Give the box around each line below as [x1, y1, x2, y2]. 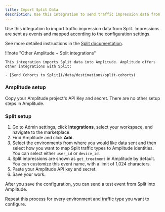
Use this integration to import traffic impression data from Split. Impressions [5, 25, 160, 31]
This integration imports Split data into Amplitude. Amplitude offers [5, 59, 156, 64]
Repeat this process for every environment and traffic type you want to [5, 196, 150, 202]
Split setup [5, 112, 32, 119]
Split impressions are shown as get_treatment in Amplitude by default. [12, 156, 156, 161]
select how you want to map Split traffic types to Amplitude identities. [12, 145, 154, 151]
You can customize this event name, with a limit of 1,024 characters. [12, 161, 151, 167]
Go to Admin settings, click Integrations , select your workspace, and [12, 124, 153, 130]
